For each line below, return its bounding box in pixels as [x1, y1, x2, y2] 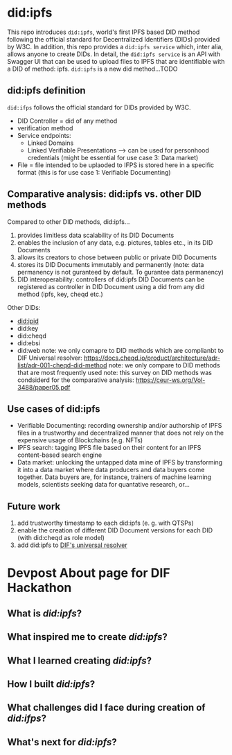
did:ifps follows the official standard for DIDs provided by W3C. [7, 103, 192, 112]
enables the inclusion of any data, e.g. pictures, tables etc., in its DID [17, 238, 213, 247]
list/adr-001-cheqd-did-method [17, 361, 107, 369]
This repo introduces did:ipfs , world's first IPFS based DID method [7, 28, 200, 36]
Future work [7, 501, 61, 512]
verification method [17, 123, 73, 132]
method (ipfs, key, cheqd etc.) [17, 290, 104, 298]
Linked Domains [27, 139, 74, 147]
